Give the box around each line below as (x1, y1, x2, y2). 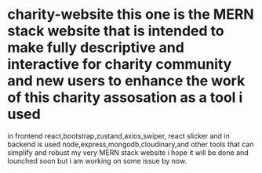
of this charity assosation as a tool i (7, 88, 243, 106)
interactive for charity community (7, 56, 232, 74)
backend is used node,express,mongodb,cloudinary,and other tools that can (7, 139, 254, 149)
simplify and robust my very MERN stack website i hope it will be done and (7, 147, 249, 157)
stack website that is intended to (7, 22, 224, 40)
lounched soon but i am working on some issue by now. (7, 156, 187, 165)
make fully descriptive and (7, 39, 185, 56)
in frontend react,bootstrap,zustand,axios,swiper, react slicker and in (7, 131, 230, 140)
